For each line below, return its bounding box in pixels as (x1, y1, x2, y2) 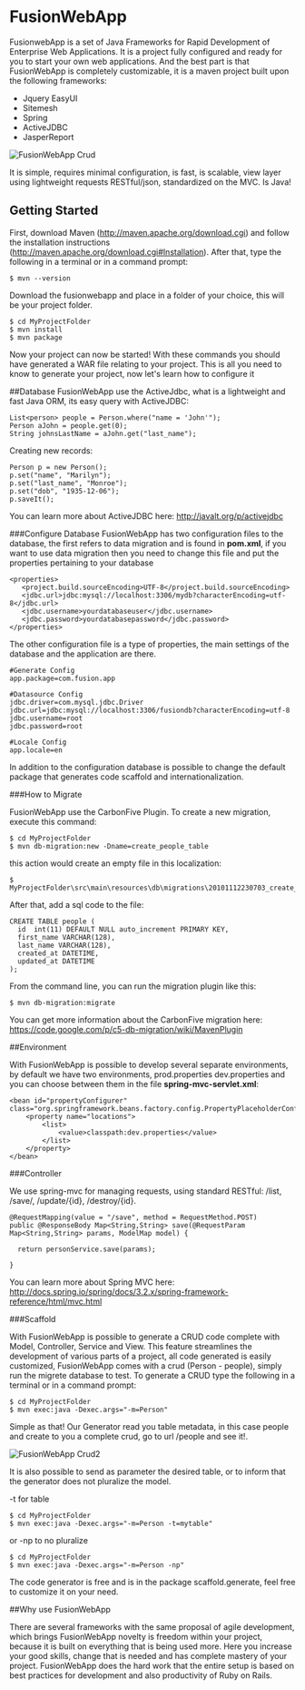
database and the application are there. (9, 648, 157, 659)
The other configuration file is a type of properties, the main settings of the (9, 638, 290, 649)
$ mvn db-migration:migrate (9, 998, 116, 1007)
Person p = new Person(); (9, 463, 107, 472)
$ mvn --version (9, 273, 71, 283)
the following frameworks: (9, 75, 107, 86)
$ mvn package (9, 332, 64, 342)
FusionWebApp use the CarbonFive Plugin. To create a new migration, (9, 806, 271, 817)
